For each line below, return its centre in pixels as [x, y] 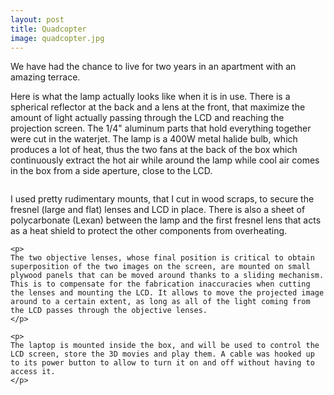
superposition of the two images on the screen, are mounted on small [160, 267]
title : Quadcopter [48, 29]
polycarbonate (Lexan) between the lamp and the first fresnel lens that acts [166, 220]
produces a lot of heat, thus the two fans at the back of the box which [154, 150]
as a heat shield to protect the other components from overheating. [149, 231]
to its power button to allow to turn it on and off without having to [162, 363]
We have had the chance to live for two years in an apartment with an [153, 67]
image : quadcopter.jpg [57, 38]
